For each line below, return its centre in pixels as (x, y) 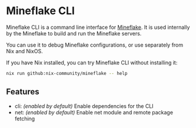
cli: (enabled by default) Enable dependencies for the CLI (84, 106)
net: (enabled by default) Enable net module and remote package (94, 112)
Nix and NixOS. (24, 51)
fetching (25, 119)
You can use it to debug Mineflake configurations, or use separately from (95, 45)
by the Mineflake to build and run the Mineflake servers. (74, 33)
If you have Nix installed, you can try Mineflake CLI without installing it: (92, 63)
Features (23, 92)
